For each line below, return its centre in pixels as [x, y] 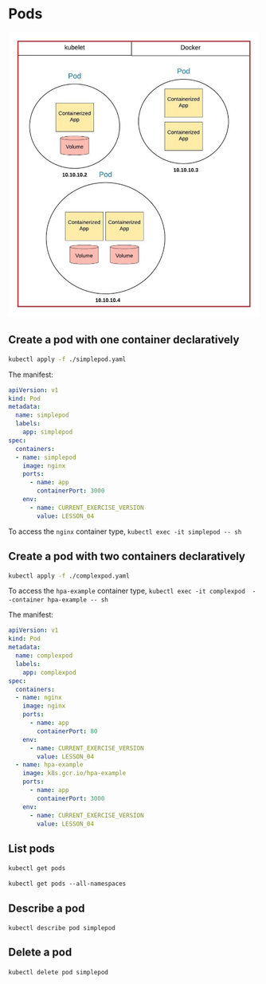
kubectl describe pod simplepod [62, 928]
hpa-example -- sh [78, 600]
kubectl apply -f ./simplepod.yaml [67, 359]
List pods [32, 848]
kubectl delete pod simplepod [59, 972]
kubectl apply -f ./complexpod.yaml [69, 576]
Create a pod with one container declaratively [124, 340]
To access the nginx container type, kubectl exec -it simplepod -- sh [125, 531]
